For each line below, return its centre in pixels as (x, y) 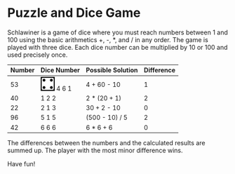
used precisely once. (38, 55)
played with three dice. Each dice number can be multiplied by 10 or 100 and (117, 47)
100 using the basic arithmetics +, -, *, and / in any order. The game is (108, 39)
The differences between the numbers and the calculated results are (106, 143)
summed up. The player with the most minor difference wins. (95, 150)
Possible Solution (112, 70)
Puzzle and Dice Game (74, 13)
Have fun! (21, 164)
